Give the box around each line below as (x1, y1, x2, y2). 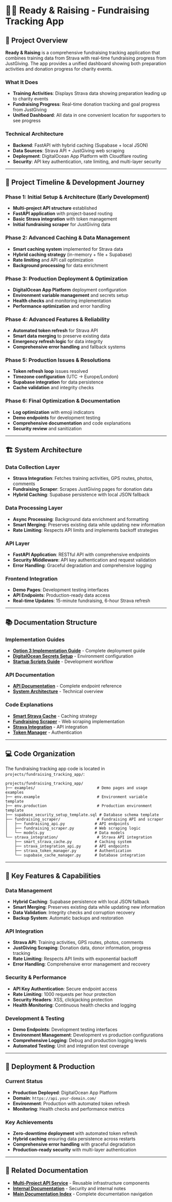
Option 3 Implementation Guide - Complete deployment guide (12, 648, 145, 654)
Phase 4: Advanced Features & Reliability (5, 315, 110, 323)
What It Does (5, 78, 38, 86)
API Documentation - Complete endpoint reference (12, 683, 122, 689)
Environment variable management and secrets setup (12, 292, 129, 298)
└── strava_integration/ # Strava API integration (5, 835, 153, 840)
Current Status (5, 1078, 43, 1085)
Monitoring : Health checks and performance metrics (12, 1106, 125, 1112)
